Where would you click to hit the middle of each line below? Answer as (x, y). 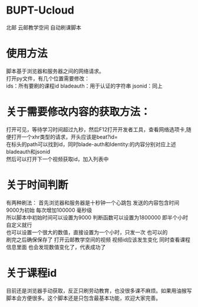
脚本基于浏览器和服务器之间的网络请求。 (55, 71)
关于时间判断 (37, 185)
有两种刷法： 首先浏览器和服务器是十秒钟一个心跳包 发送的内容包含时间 (93, 202)
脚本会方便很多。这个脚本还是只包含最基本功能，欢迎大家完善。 (83, 298)
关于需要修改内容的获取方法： (79, 112)
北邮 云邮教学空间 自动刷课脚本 (44, 27)
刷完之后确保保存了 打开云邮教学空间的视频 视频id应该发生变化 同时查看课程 (98, 240)
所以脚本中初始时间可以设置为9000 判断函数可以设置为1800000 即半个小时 (97, 217)
